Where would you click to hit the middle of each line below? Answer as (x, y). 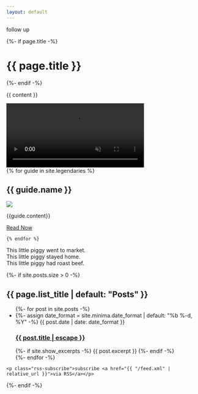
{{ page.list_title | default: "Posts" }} (77, 294)
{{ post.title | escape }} (50, 338)
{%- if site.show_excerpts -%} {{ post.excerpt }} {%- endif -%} (95, 351)
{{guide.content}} (28, 216)
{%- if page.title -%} (32, 41)
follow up (18, 29)
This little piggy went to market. (46, 250)
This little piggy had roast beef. (45, 263)
